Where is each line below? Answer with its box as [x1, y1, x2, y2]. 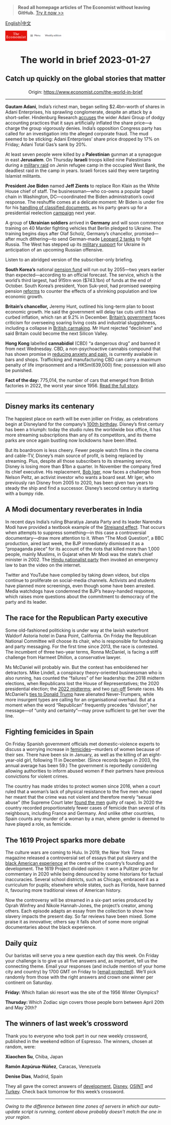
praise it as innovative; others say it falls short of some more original [5, 919, 149, 925]
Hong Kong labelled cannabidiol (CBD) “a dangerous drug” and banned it [5, 341, 160, 347]
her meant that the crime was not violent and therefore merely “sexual [5, 794, 152, 800]
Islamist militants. [5, 173, 42, 179]
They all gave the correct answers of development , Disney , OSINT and [5, 1083, 153, 1089]
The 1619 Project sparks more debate [5, 836, 126, 845]
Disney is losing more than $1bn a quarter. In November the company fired [5, 463, 161, 469]
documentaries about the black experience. [5, 924, 97, 931]
